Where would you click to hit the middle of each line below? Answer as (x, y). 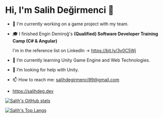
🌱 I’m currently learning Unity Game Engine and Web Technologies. (81, 60)
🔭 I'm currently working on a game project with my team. (70, 24)
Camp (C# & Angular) (35, 41)
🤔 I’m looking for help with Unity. (45, 69)
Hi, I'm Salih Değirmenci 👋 (60, 10)
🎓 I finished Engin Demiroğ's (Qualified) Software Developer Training (85, 34)
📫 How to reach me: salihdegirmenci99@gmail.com (66, 79)
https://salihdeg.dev (33, 91)
